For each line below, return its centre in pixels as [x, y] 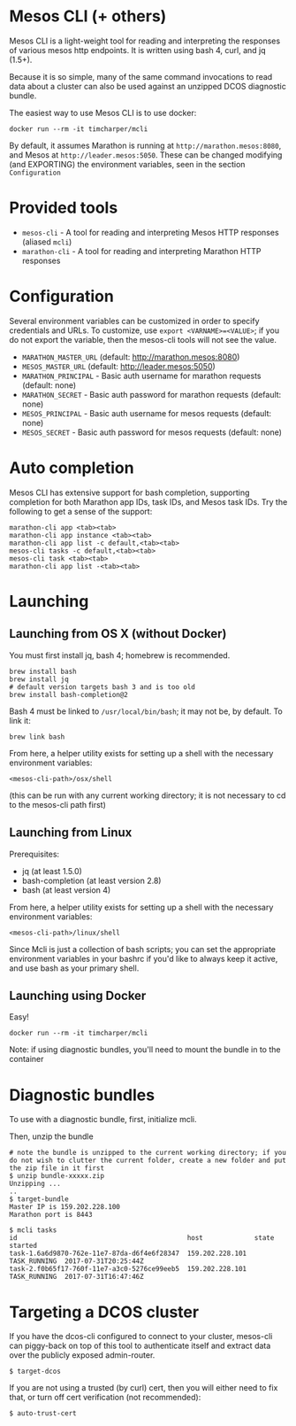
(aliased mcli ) [47, 242]
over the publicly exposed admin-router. [82, 1355]
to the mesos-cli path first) [57, 804]
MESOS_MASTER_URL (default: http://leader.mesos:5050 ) [119, 366]
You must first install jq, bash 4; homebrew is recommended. [120, 655]
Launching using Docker [78, 995]
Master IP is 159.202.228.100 [65, 1207]
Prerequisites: [34, 854]
